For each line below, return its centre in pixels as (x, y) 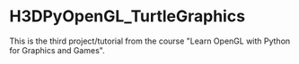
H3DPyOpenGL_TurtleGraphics (127, 16)
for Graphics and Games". (57, 50)
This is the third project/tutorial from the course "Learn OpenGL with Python (150, 41)
